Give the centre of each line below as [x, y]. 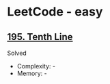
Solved [17, 53]
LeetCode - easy [55, 12]
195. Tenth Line [40, 37]
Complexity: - [36, 66]
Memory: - [32, 73]
